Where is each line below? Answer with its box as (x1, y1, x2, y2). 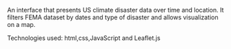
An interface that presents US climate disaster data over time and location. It (7, 6, 224, 14)
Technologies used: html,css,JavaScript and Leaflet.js (7, 34, 161, 42)
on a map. (7, 21, 36, 28)
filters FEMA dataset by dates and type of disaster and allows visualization (7, 13, 219, 21)
